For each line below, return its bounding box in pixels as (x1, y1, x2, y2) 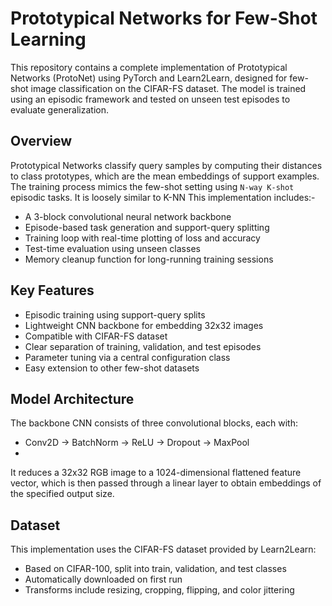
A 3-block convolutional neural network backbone (24, 210, 232, 222)
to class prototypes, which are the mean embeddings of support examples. (10, 170, 320, 182)
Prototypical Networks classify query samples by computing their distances (10, 159, 323, 171)
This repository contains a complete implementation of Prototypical (10, 61, 288, 73)
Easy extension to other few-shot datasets (24, 362, 200, 374)
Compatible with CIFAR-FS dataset (24, 330, 168, 342)
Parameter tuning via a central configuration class (24, 351, 231, 363)
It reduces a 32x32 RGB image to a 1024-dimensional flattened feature (10, 467, 302, 479)
